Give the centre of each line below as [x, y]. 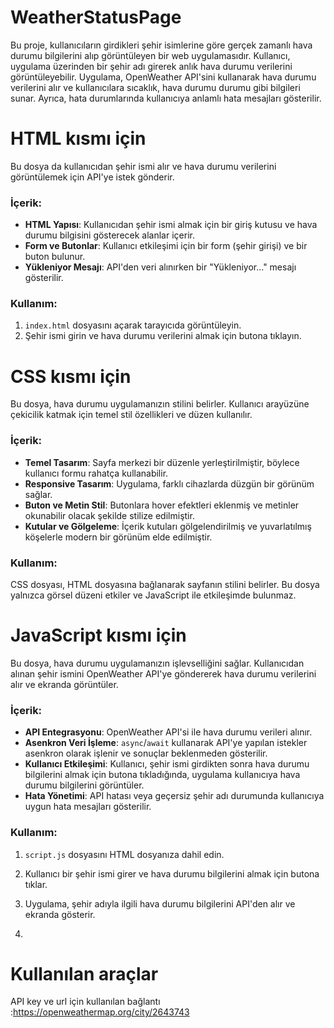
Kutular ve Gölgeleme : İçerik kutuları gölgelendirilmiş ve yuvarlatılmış [168, 526]
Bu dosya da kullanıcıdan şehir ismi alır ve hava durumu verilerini [143, 166]
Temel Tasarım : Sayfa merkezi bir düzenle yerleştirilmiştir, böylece [162, 462]
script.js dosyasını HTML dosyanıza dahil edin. [124, 854]
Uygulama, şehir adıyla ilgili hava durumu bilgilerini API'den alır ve [160, 903]
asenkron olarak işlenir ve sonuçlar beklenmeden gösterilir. [146, 753]
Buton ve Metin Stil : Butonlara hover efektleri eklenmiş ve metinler [162, 505]
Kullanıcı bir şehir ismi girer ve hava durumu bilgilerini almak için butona [172, 873]
